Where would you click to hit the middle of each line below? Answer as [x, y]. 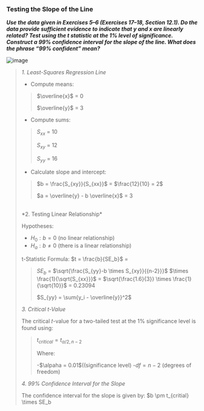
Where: [46, 353]
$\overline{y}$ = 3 [60, 108]
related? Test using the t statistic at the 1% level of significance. [90, 36]
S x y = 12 [47, 146]
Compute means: [52, 84]
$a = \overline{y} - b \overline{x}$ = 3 [85, 196]
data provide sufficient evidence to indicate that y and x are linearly [95, 29]
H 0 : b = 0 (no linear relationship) [73, 238]
